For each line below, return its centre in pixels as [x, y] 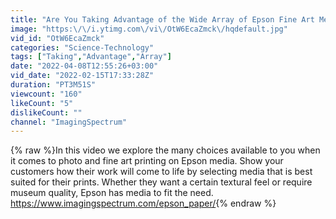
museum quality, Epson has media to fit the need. [112, 193]
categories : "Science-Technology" [82, 47]
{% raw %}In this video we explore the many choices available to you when [165, 150]
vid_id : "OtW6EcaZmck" [57, 38]
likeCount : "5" [42, 103]
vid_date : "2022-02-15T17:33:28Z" [82, 76]
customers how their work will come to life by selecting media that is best [161, 172]
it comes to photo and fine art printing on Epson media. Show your [147, 161]
